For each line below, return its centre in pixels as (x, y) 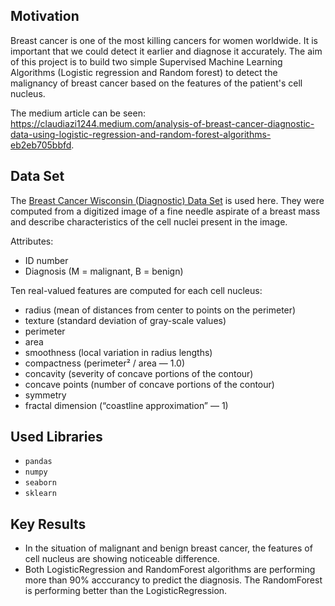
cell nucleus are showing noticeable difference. (122, 559)
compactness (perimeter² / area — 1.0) (105, 363)
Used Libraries (56, 437)
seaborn (40, 483)
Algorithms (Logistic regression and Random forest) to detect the (144, 72)
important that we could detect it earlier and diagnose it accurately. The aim (166, 51)
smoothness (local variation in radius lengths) (118, 352)
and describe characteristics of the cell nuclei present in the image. (149, 221)
